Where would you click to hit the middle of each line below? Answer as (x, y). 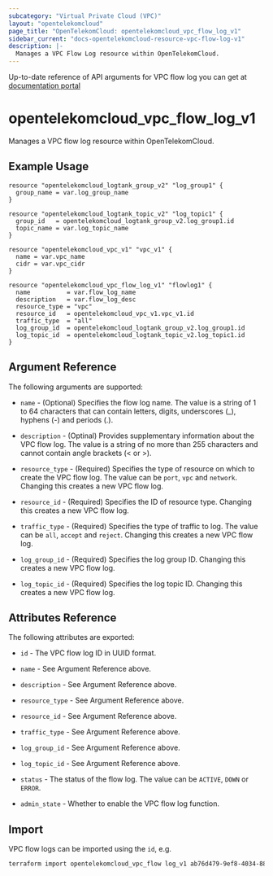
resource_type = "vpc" (54, 306)
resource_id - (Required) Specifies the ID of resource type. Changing (136, 502)
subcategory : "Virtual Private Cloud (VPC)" (85, 16)
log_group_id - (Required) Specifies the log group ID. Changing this (133, 559)
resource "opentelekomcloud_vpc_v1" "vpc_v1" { (91, 249)
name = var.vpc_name (50, 256)
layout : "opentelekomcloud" (56, 24)
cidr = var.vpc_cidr (50, 264)
